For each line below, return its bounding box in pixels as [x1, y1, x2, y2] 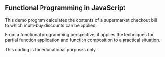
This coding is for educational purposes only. [5, 46, 97, 52]
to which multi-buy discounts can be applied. [5, 22, 97, 28]
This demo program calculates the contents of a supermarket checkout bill [5, 17, 157, 23]
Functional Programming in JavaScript [5, 4, 126, 12]
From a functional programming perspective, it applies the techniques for [5, 31, 154, 37]
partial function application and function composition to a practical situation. [5, 37, 161, 43]
